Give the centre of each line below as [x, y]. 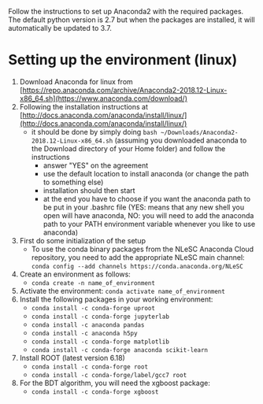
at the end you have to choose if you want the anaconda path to [146, 198]
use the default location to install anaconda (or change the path [146, 173]
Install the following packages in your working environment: [116, 299]
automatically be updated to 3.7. [60, 28]
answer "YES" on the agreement [96, 165]
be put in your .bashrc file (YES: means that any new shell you [144, 207]
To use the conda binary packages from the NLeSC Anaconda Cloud [143, 249]
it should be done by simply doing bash [94, 132]
